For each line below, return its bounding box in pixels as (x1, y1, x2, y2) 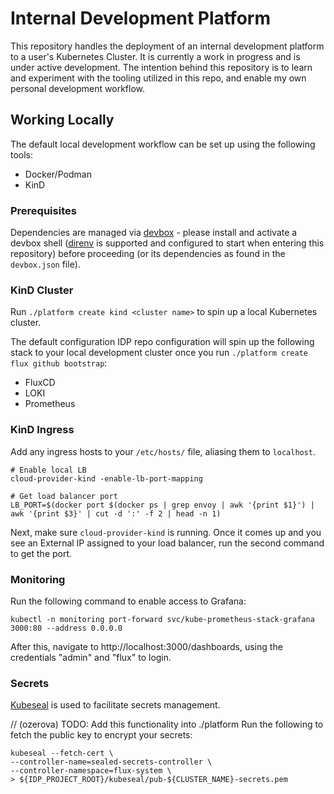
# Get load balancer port (10, 491, 118, 501)
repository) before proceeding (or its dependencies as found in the (10, 248, 286, 260)
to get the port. (10, 547, 73, 559)
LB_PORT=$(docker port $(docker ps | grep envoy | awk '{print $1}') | (10, 500, 315, 510)
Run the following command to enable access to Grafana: (10, 595, 247, 607)
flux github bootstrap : (10, 357, 108, 369)
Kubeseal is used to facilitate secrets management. (10, 699, 221, 711)
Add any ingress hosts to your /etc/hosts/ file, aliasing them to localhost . (10, 445, 317, 457)
